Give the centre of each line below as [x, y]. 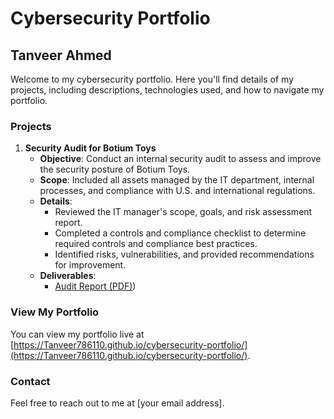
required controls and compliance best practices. [156, 244]
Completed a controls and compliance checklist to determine [180, 233]
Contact [30, 381]
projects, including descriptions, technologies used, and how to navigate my [167, 90]
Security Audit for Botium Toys [90, 148]
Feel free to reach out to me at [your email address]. [117, 403]
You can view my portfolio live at [77, 334]
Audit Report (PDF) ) [95, 286]
